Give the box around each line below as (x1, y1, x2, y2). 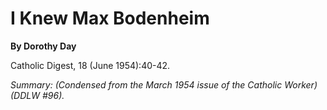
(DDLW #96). (10, 89, 65, 101)
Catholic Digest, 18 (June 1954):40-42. (10, 59, 171, 71)
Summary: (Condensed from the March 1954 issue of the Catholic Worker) (10, 78, 318, 91)
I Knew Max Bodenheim (10, 7, 210, 30)
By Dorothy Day (10, 40, 77, 52)
